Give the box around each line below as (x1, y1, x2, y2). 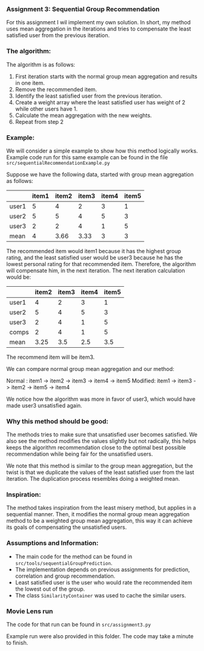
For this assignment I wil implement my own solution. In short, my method (6, 19, 191, 26)
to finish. (6, 639, 29, 647)
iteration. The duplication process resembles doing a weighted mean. (6, 475, 180, 483)
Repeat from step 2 (15, 118, 64, 125)
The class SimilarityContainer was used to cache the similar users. (15, 591, 186, 599)
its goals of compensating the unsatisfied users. (6, 523, 127, 531)
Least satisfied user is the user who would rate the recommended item (15, 578, 192, 586)
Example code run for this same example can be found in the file (6, 153, 169, 160)
